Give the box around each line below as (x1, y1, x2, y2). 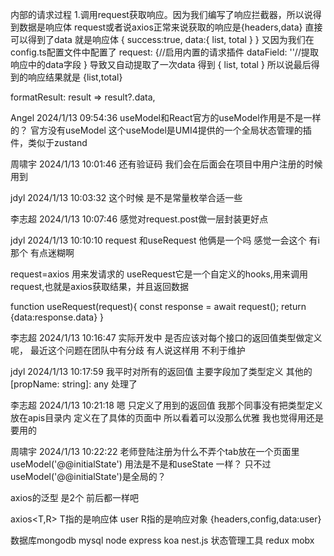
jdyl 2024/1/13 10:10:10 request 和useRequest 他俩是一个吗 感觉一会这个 (10, 234, 307, 246)
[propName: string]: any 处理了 (10, 378, 138, 390)
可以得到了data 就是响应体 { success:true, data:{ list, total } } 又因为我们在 (10, 34, 315, 45)
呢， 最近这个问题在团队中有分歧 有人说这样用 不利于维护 (10, 344, 246, 356)
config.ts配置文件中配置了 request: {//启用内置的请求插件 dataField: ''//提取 (10, 46, 319, 58)
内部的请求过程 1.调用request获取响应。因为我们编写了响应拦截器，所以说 (10, 9, 313, 20)
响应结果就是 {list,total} (27, 71, 123, 83)
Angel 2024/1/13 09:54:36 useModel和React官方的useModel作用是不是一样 (10, 112, 322, 123)
